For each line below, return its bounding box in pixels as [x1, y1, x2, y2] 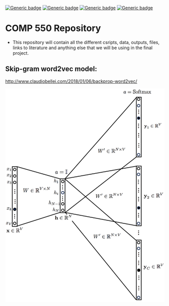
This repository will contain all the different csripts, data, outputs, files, [12, 39, 160, 45]
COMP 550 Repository [5, 23, 101, 34]
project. [12, 50, 29, 56]
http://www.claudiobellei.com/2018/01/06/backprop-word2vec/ [5, 78, 138, 84]
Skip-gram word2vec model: [5, 65, 98, 73]
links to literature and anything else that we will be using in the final [12, 45, 153, 51]
